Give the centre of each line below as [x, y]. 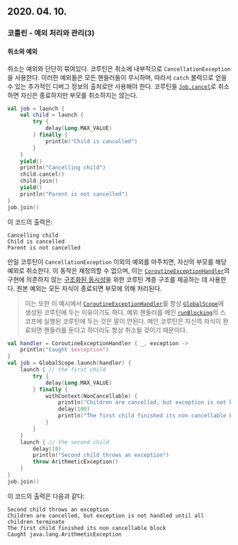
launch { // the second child [65, 442]
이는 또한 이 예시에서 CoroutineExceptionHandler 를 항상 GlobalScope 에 [124, 303]
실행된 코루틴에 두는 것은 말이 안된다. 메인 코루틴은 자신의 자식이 [132, 321]
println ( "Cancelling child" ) [63, 168]
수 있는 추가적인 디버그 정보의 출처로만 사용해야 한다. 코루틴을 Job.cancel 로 [112, 86]
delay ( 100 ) [74, 409]
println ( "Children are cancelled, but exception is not [142, 403]
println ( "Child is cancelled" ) [91, 141]
